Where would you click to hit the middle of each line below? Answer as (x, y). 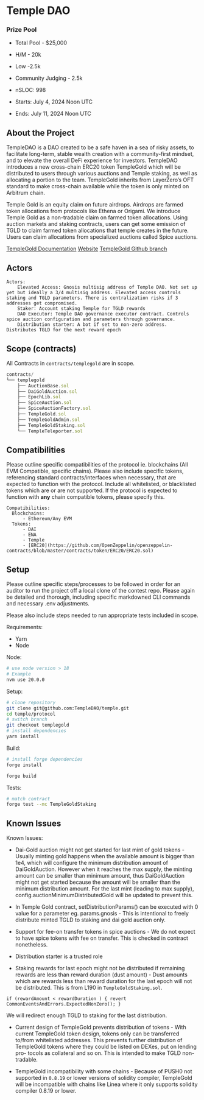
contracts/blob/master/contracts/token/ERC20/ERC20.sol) (80, 551)
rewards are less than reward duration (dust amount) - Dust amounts (101, 975)
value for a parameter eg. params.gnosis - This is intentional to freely (102, 914)
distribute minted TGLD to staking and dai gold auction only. (90, 920)
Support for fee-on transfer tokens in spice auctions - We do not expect (105, 932)
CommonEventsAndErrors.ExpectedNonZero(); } (64, 1004)
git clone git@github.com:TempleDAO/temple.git (68, 708)
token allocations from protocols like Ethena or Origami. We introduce (93, 211)
